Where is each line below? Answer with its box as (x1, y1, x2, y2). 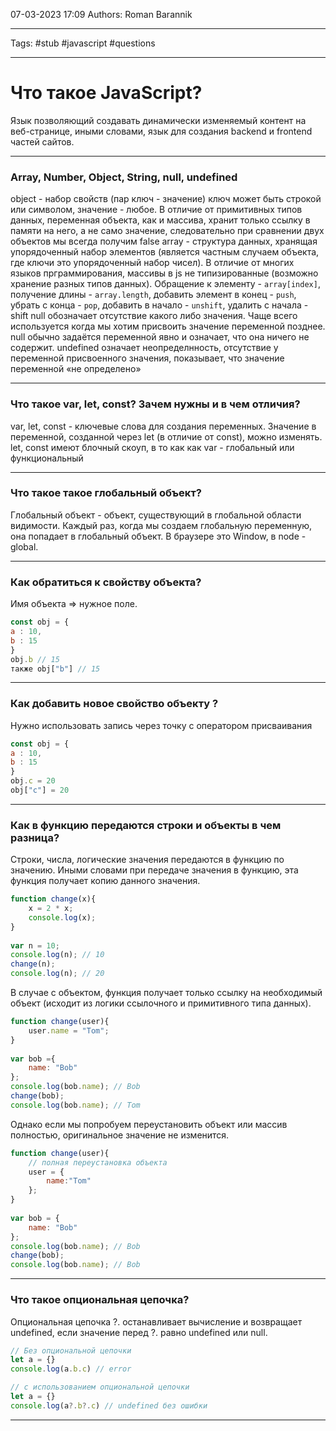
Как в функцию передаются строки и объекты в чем (10, 818, 282, 832)
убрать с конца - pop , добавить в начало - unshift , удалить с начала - (10, 299, 309, 311)
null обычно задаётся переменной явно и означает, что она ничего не (10, 331, 310, 343)
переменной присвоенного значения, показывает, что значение (10, 352, 285, 364)
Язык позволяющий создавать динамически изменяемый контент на (10, 114, 307, 126)
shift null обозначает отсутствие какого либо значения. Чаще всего (10, 310, 298, 322)
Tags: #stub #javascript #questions (10, 37, 156, 49)
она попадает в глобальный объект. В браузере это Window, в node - (10, 530, 307, 542)
